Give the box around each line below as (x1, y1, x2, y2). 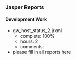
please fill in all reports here (12, 49, 71, 55)
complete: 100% (20, 33, 55, 39)
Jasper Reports (5, 4, 44, 11)
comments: (20, 44, 44, 50)
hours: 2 (20, 38, 38, 44)
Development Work (5, 16, 47, 22)
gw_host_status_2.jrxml (12, 27, 62, 34)
